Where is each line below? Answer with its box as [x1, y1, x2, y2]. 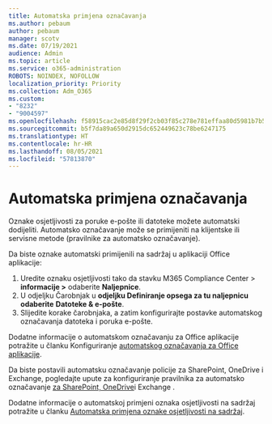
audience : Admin [8, 49, 63, 57]
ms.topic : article [8, 57, 70, 66]
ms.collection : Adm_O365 [8, 87, 92, 95]
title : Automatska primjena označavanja [8, 11, 147, 20]
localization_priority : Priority [8, 79, 121, 87]
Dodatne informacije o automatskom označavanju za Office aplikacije [8, 333, 240, 342]
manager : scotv [8, 34, 60, 43]
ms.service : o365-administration [8, 65, 121, 73]
